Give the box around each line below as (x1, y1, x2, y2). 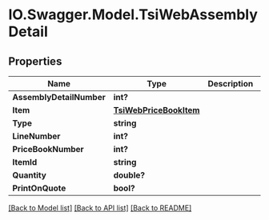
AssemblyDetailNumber (12, 92, 106, 102)
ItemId (12, 157, 38, 167)
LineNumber (12, 130, 61, 142)
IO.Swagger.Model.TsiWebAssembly (8, 6, 259, 24)
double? (113, 170, 146, 181)
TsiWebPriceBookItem (113, 105, 200, 115)
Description (207, 78, 254, 89)
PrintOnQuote (12, 182, 66, 194)
